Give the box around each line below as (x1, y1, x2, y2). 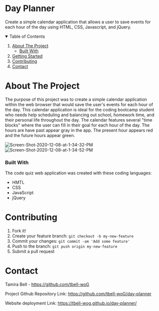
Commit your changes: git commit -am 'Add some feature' (12, 238, 130, 244)
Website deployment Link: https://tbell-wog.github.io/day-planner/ (5, 300, 137, 306)
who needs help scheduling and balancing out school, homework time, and (5, 112, 155, 118)
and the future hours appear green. (5, 132, 75, 138)
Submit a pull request (12, 249, 55, 254)
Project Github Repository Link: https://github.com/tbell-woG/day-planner (5, 291, 152, 297)
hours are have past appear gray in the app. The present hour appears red (5, 127, 153, 133)
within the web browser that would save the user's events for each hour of (5, 101, 153, 107)
